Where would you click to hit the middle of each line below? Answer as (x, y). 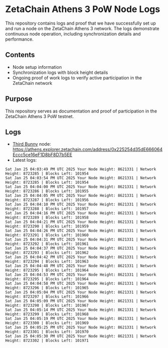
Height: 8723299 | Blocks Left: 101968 (47, 314)
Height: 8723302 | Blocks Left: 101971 (47, 341)
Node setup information (37, 67)
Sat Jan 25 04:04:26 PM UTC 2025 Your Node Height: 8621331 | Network (81, 231)
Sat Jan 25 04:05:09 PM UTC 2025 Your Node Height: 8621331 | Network (81, 301)
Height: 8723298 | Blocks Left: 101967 (47, 306)
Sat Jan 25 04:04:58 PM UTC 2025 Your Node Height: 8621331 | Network (81, 284)
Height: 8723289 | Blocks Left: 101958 (47, 218)
